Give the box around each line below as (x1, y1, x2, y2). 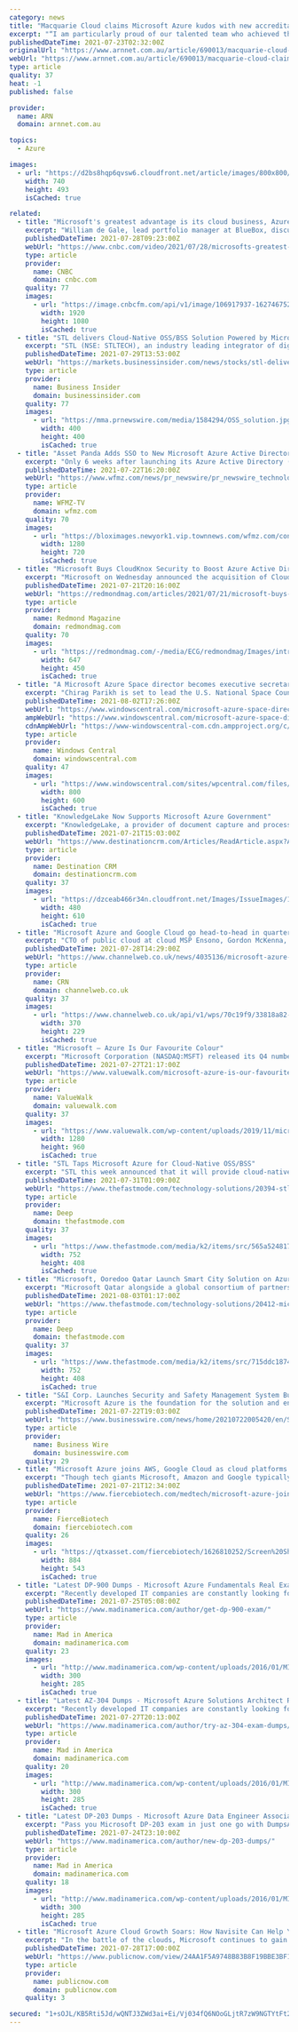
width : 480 (41, 903, 82, 912)
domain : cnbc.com (32, 275, 98, 284)
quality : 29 (25, 1456, 69, 1466)
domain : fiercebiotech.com (32, 1523, 133, 1532)
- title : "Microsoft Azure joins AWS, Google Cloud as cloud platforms (17, 1465, 288, 1474)
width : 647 (41, 655, 82, 665)
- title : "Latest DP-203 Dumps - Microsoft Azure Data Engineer (17, 1812, 260, 1821)
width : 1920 (41, 308, 86, 317)
